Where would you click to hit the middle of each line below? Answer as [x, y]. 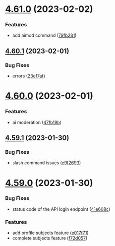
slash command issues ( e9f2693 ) [47, 163]
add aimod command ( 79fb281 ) [44, 35]
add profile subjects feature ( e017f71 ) [50, 233]
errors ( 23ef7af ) [29, 76]
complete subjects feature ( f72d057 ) [50, 238]
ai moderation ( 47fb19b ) [37, 122]
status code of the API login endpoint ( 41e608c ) [61, 209]
